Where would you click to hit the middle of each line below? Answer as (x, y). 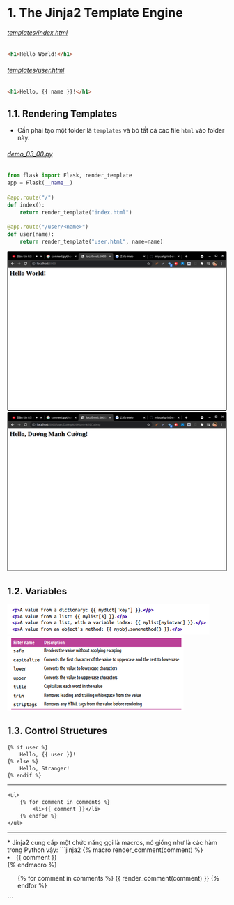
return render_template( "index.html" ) (76, 212)
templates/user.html (36, 70)
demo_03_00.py (30, 154)
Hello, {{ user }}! (48, 755)
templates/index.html (38, 32)
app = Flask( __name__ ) (40, 183)
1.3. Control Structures (57, 731)
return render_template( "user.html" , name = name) (92, 242)
